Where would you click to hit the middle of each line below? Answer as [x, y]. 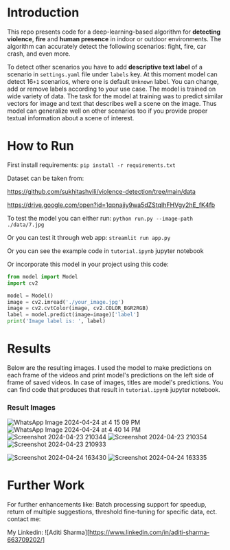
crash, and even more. [39, 54]
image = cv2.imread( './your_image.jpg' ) [66, 302]
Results [29, 349]
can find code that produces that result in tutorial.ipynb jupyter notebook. [114, 389]
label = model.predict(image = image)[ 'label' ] [73, 315]
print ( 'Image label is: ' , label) [57, 321]
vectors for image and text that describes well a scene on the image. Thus [112, 103]
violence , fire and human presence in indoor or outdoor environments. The [114, 38]
